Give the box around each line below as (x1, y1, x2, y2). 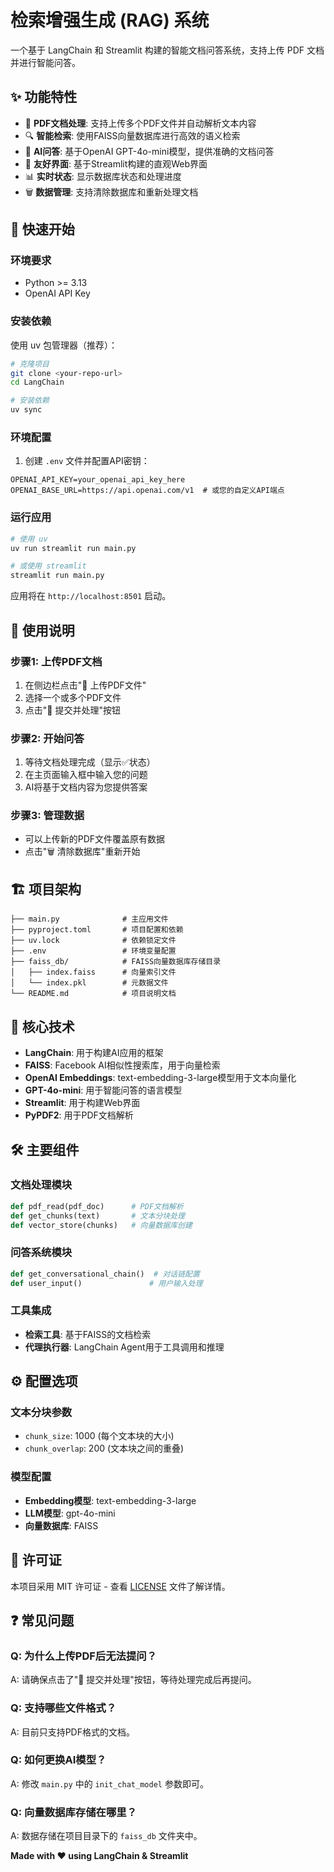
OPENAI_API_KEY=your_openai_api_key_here (10, 475, 186, 485)
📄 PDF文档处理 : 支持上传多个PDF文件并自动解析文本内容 (24, 117, 257, 129)
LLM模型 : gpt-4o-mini (24, 1507, 116, 1519)
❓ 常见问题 (10, 1612, 75, 1629)
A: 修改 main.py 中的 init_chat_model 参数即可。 (10, 1777, 209, 1790)
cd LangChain (10, 377, 65, 388)
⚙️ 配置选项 (10, 1373, 78, 1390)
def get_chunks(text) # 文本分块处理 (10, 1211, 185, 1221)
